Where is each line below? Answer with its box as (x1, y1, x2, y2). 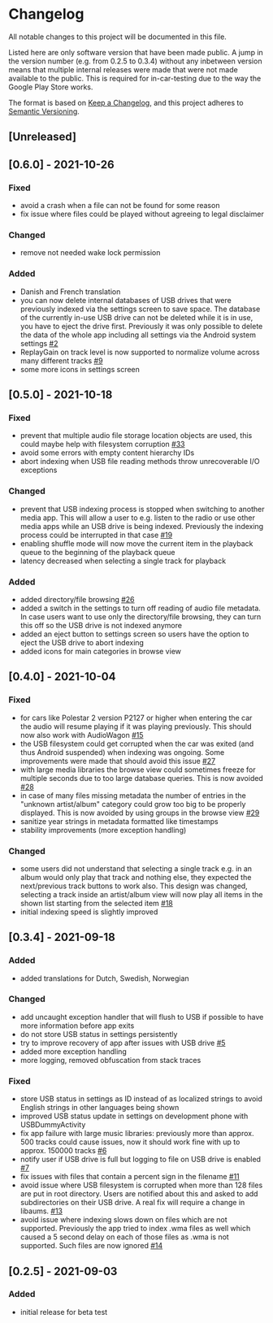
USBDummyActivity (19, 1120, 86, 1130)
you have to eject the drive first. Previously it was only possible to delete (19, 321, 263, 331)
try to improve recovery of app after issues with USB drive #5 (19, 1038, 226, 1048)
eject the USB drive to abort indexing (19, 637, 145, 647)
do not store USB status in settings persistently (19, 1029, 178, 1039)
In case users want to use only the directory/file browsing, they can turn (19, 611, 262, 622)
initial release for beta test (19, 1307, 108, 1316)
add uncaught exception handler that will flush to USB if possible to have (19, 1012, 264, 1022)
